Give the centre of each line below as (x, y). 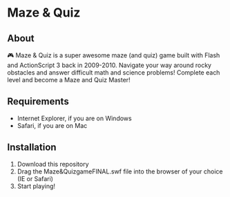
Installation (32, 148)
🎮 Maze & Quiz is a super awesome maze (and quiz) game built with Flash (114, 55)
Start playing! (36, 186)
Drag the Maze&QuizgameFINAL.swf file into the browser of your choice (120, 171)
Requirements (38, 102)
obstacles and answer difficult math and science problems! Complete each (114, 73)
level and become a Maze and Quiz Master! (69, 80)
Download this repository (53, 164)
